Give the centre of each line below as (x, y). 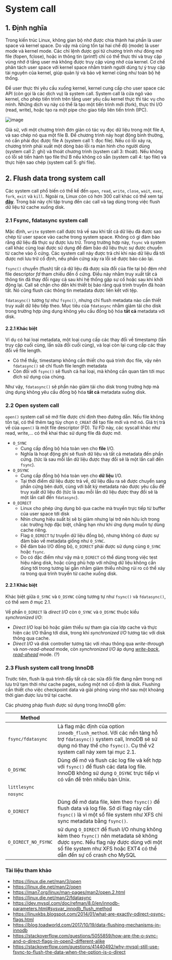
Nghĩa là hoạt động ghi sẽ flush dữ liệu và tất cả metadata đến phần (92, 454)
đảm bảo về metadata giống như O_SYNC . (63, 541)
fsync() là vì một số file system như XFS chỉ (110, 815)
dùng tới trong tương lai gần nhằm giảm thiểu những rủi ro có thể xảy (93, 568)
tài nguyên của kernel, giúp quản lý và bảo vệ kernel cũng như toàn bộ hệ (83, 73)
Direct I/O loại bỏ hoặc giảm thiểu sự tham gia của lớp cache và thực (85, 627)
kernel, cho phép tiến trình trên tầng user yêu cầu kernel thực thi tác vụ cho (85, 99)
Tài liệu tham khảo (28, 870)
